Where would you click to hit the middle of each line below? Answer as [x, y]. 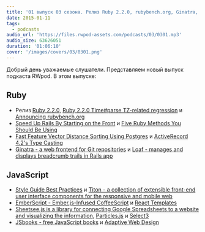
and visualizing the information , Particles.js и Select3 [82, 216]
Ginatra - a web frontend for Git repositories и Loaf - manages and [99, 149]
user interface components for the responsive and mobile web [94, 196]
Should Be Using [36, 130]
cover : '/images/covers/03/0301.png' [54, 52]
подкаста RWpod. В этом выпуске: [51, 76]
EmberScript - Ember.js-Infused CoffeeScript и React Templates [96, 203]
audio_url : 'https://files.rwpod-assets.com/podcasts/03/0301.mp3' [94, 35]
